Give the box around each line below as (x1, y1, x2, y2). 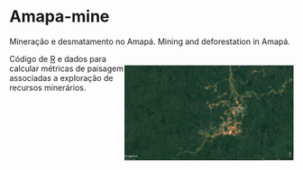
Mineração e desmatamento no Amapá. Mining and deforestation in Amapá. (9, 36, 290, 47)
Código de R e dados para (9, 53, 106, 64)
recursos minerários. (9, 82, 87, 93)
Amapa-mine (9, 6, 110, 27)
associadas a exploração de (9, 72, 114, 83)
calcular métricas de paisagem (9, 63, 124, 74)
